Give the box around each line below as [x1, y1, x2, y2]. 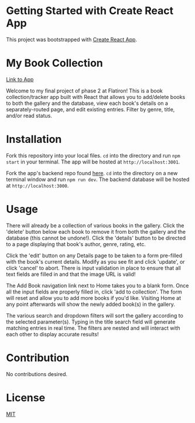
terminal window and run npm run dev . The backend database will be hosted [6, 176, 190, 183]
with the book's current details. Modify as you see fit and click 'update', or [6, 258, 186, 265]
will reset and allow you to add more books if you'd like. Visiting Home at [6, 294, 182, 301]
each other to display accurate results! [6, 330, 99, 337]
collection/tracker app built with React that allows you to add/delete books [6, 93, 186, 100]
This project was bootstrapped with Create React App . [6, 36, 138, 43]
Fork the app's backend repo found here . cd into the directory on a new [6, 169, 178, 176]
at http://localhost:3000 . [6, 182, 69, 189]
